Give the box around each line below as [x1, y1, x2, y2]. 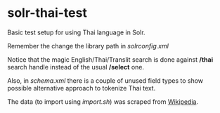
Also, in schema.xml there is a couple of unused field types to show [7, 76, 204, 85]
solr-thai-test [7, 5, 88, 21]
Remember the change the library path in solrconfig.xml [7, 41, 169, 50]
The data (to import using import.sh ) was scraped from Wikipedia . [7, 97, 199, 106]
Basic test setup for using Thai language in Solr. [7, 28, 145, 36]
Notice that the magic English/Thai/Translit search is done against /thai [7, 55, 213, 64]
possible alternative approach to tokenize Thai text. [7, 84, 156, 92]
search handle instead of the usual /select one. [7, 62, 144, 71]
